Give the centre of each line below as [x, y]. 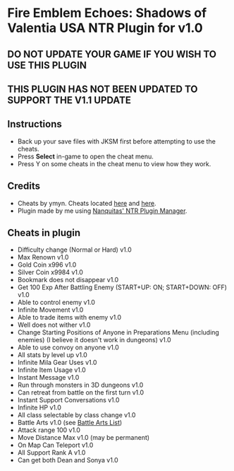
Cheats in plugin [44, 232]
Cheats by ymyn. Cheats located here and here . [87, 203]
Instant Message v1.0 [48, 378]
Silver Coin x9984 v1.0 [50, 272]
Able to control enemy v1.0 [56, 303]
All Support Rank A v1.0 [51, 453]
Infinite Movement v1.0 [50, 310]
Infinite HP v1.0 [39, 407]
